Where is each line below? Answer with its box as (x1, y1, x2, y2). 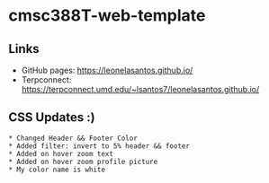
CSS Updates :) (8, 109, 95, 126)
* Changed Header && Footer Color (8, 134, 139, 143)
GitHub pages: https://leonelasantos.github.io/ (21, 65, 193, 75)
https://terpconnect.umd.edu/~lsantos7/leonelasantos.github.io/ (21, 84, 260, 94)
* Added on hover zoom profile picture (8, 157, 158, 166)
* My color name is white (8, 165, 105, 174)
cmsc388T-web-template (8, 5, 206, 26)
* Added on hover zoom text (8, 149, 114, 158)
